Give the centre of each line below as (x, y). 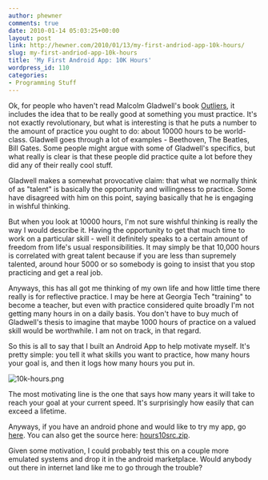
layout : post (30, 38)
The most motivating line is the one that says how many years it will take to (132, 394)
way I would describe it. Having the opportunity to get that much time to (127, 230)
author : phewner (35, 16)
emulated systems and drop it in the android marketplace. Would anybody (130, 459)
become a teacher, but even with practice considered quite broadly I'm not (131, 305)
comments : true (34, 23)
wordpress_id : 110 (39, 68)
